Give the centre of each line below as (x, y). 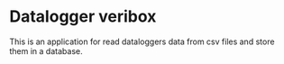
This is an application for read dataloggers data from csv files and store (142, 41)
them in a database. (46, 50)
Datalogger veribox (83, 17)
